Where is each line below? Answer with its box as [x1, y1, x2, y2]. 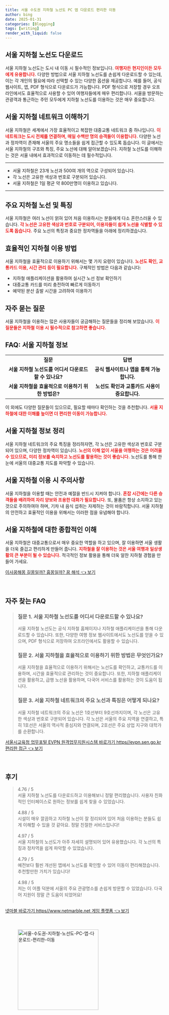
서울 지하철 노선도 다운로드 [5, 51, 83, 59]
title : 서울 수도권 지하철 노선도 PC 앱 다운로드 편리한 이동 [5, 7, 116, 13]
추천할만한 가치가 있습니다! [17, 868, 70, 875]
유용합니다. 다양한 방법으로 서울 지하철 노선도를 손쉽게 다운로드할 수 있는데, [14, 71, 162, 77]
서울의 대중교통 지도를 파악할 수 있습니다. [14, 460, 96, 466]
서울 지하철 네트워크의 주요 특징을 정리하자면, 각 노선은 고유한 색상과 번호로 [5, 441, 153, 447]
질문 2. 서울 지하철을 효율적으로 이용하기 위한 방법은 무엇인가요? [17, 651, 163, 659]
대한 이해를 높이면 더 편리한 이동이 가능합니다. [18, 410, 108, 416]
